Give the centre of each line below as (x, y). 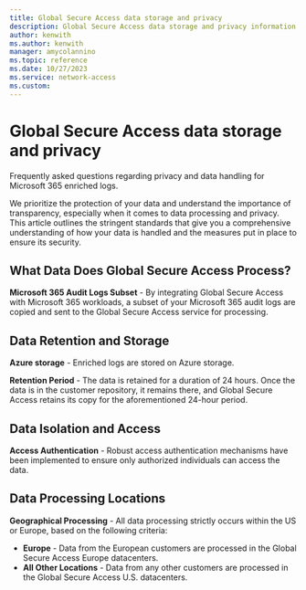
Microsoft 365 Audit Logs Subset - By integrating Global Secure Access (147, 292)
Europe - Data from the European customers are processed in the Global (159, 548)
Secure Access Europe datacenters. (90, 557)
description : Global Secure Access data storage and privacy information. (155, 26)
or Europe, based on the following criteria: (89, 530)
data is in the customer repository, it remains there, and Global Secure (141, 390)
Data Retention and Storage (90, 340)
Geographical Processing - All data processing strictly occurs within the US (153, 521)
